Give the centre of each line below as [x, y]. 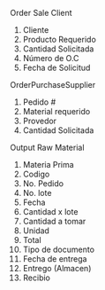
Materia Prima [48, 165]
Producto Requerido [59, 39]
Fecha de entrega [55, 259]
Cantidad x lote [50, 212]
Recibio [37, 278]
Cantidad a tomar [54, 221]
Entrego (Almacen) [57, 268]
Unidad [36, 231]
